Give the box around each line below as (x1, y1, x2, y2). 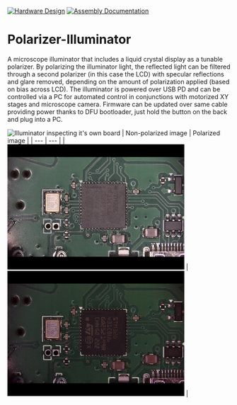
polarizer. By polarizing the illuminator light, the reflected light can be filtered (7, 62, 231, 71)
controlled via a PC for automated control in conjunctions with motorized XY (7, 92, 229, 101)
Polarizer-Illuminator (7, 32, 132, 47)
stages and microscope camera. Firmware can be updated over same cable (7, 100, 228, 108)
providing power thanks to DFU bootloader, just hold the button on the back (7, 107, 228, 116)
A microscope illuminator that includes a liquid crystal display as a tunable (7, 55, 223, 63)
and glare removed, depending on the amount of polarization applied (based (7, 77, 230, 86)
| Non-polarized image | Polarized (122, 128, 221, 137)
